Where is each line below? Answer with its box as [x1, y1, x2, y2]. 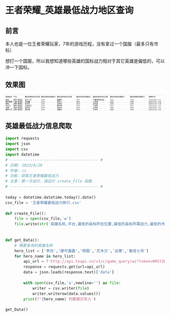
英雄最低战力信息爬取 [5, 121, 72, 130]
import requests [5, 136, 39, 141]
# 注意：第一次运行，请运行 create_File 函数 [5, 179, 92, 184]
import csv [5, 147, 28, 152]
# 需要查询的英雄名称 [14, 243, 53, 248]
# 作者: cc [5, 168, 27, 173]
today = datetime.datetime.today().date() [5, 195, 96, 200]
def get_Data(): [5, 237, 39, 242]
